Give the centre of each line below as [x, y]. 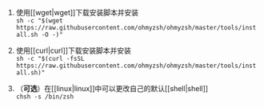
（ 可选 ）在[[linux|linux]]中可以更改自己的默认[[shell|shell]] [112, 88]
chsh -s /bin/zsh [45, 97]
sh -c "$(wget [39, 21]
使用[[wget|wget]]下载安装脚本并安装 [77, 12]
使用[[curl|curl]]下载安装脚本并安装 [74, 50]
